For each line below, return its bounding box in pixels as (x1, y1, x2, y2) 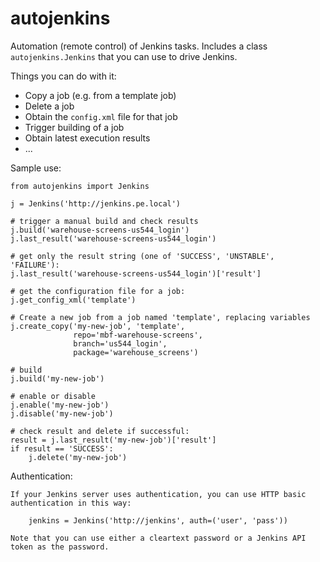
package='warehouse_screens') (73, 347, 199, 357)
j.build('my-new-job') (10, 373, 105, 384)
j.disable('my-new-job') (10, 408, 114, 419)
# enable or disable (10, 391, 97, 401)
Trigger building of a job (24, 121, 125, 133)
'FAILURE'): (10, 260, 60, 270)
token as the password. (10, 542, 110, 552)
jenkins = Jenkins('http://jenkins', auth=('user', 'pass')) (28, 515, 288, 526)
